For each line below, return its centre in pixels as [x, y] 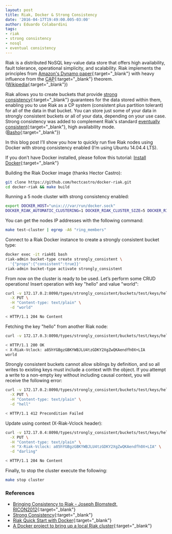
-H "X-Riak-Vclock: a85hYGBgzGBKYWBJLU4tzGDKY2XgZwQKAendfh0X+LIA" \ [85, 447]
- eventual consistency [31, 48]
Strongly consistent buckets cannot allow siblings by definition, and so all [83, 364]
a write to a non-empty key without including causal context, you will [78, 375]
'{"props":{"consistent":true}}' [46, 264]
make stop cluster [25, 480]
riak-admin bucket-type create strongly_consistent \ [64, 259]
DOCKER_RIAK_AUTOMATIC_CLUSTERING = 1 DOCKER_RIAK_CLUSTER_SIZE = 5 [75, 211]
